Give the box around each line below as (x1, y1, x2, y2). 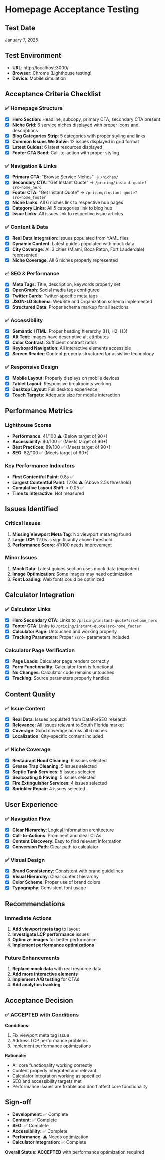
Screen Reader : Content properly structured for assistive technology (12, 351, 154, 357)
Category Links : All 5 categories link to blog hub (12, 205, 113, 211)
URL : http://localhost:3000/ (12, 64, 69, 71)
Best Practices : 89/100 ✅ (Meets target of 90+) (12, 444, 111, 450)
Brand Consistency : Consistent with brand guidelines (12, 868, 123, 874)
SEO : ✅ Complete (12, 1122, 49, 1128)
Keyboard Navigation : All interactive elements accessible (12, 345, 131, 351)
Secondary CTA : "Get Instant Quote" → (12, 179, 94, 186)
